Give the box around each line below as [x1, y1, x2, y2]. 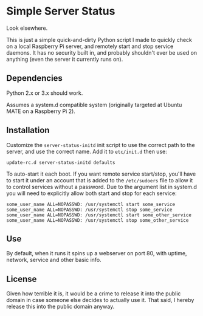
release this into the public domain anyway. [6, 303, 115, 311]
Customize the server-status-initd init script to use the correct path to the [6, 141, 196, 148]
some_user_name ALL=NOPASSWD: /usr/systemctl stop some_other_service [6, 217, 189, 223]
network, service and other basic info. [6, 256, 101, 264]
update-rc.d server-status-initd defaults [6, 159, 115, 165]
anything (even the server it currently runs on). [6, 55, 123, 63]
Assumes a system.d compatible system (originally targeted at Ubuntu [6, 101, 182, 108]
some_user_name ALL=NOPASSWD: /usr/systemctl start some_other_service [6, 211, 191, 218]
